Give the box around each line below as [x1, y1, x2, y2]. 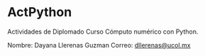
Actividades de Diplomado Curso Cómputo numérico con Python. [7, 27, 199, 36]
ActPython [7, 4, 72, 20]
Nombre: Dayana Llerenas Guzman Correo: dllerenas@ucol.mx [7, 41, 191, 49]
